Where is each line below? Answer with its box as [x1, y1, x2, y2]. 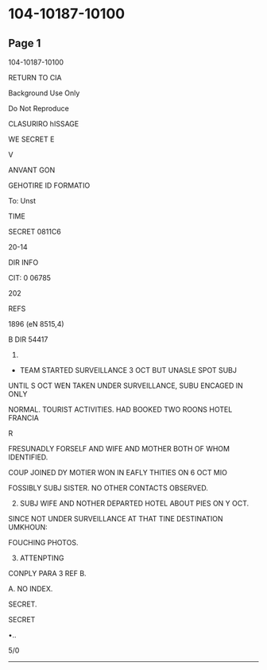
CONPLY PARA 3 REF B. [8, 569, 87, 578]
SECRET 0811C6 [8, 227, 61, 236]
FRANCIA [8, 413, 40, 422]
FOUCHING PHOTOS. [8, 538, 79, 547]
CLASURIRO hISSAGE [8, 119, 79, 128]
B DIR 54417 [8, 335, 48, 344]
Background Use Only [8, 88, 80, 98]
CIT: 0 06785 [8, 273, 52, 282]
